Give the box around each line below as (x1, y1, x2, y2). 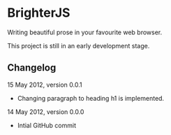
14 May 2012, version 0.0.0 (7, 107, 84, 116)
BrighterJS (7, 5, 70, 21)
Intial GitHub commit (17, 121, 77, 129)
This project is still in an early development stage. (7, 41, 150, 50)
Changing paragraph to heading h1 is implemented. (17, 94, 165, 102)
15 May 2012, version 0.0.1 (7, 80, 82, 89)
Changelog (7, 62, 57, 74)
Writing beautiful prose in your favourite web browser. (7, 28, 163, 36)
